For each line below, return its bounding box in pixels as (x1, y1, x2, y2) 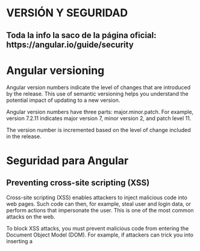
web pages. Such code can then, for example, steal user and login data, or (6, 200, 192, 208)
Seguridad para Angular (6, 154, 129, 167)
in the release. (6, 133, 42, 140)
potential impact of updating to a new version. (6, 97, 120, 104)
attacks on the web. (6, 213, 55, 220)
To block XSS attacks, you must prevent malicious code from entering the (6, 224, 189, 232)
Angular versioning (6, 63, 105, 77)
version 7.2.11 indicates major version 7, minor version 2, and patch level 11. (6, 115, 192, 122)
